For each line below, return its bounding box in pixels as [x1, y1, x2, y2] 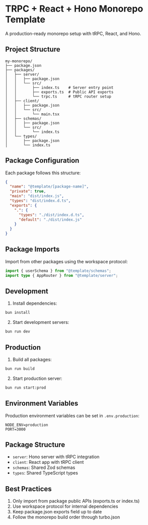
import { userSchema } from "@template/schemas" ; [5, 268, 112, 273]
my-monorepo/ [5, 59, 33, 64]
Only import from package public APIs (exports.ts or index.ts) [12, 498, 140, 504]
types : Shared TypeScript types [12, 470, 78, 476]
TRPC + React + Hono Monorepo [5, 3, 143, 15]
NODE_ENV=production [5, 422, 49, 427]
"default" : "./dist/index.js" [18, 217, 82, 222]
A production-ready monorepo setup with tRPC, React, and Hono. [5, 30, 141, 36]
